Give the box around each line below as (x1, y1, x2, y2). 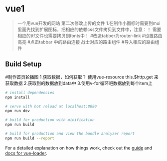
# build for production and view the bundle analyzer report (5, 131, 135, 136)
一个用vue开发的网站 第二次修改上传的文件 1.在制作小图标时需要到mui (17, 20, 161, 26)
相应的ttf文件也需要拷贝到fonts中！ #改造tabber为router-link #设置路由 (17, 32, 163, 38)
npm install (5, 94, 30, 100)
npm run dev (5, 108, 30, 113)
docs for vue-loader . (5, 150, 47, 156)
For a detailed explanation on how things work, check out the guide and (5, 144, 153, 150)
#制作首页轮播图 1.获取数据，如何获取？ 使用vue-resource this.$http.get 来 (5, 73, 159, 80)
